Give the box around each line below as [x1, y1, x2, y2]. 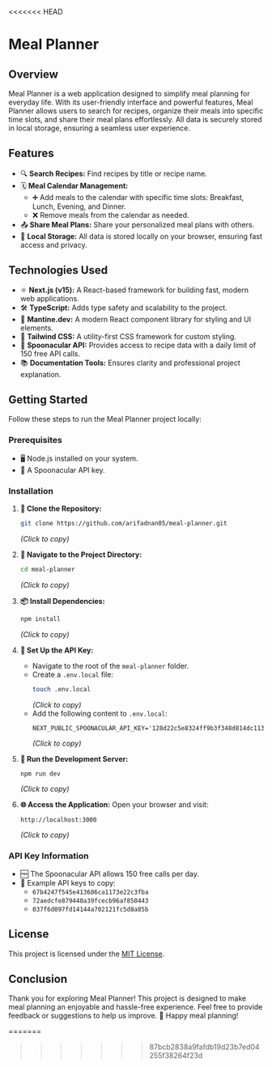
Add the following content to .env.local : [32, 708, 168, 718]
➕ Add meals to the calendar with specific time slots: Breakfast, [32, 192, 244, 202]
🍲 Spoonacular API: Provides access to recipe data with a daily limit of [19, 340, 257, 350]
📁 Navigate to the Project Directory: [19, 550, 142, 559]
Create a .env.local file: [32, 670, 114, 679]
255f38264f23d [149, 1051, 203, 1061]
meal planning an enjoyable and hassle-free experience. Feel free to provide [8, 1002, 263, 1012]
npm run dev [19, 769, 61, 778]
